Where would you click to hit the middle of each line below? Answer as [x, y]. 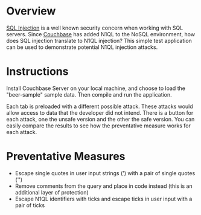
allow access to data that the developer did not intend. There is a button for [100, 112]
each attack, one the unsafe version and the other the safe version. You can [101, 119]
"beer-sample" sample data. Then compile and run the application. [89, 94]
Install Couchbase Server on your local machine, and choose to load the [96, 88]
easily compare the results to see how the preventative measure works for [99, 126]
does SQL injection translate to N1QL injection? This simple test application [99, 40]
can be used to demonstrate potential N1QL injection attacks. [82, 47]
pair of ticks [30, 205]
